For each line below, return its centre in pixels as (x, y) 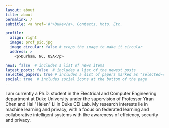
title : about (19, 15)
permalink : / (19, 19)
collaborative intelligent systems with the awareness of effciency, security (82, 115)
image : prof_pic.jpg (31, 42)
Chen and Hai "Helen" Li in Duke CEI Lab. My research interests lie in (77, 104)
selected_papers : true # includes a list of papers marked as (72, 75)
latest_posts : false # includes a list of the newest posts (71, 70)
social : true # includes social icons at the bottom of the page (76, 79)
